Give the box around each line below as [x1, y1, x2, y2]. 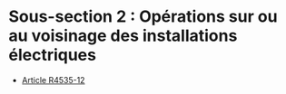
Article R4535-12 [21, 74, 85, 85]
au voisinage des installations [8, 25, 238, 46]
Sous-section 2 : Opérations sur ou [8, 6, 278, 27]
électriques [8, 45, 97, 65]
